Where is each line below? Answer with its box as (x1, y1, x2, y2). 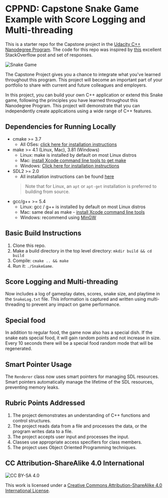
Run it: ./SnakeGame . (12, 263, 54, 269)
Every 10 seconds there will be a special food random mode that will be (5, 340, 153, 346)
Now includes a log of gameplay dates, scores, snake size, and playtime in (5, 291, 160, 297)
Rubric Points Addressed (5, 399, 85, 407)
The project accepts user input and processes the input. (12, 433, 130, 440)
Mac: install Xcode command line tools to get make (20, 157, 126, 163)
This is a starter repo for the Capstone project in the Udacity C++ (5, 41, 141, 47)
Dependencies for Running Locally (5, 122, 116, 131)
